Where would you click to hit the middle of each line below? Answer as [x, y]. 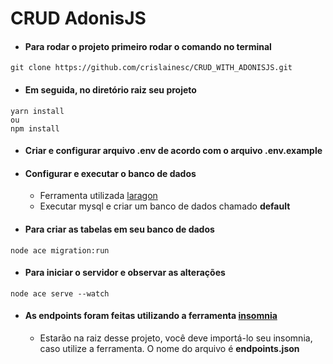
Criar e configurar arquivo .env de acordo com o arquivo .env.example [173, 151]
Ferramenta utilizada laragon [98, 196]
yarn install [37, 111]
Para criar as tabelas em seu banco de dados [119, 229]
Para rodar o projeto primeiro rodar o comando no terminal [148, 46]
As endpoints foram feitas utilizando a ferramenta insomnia [151, 316]
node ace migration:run [60, 250]
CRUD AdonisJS [78, 18]
